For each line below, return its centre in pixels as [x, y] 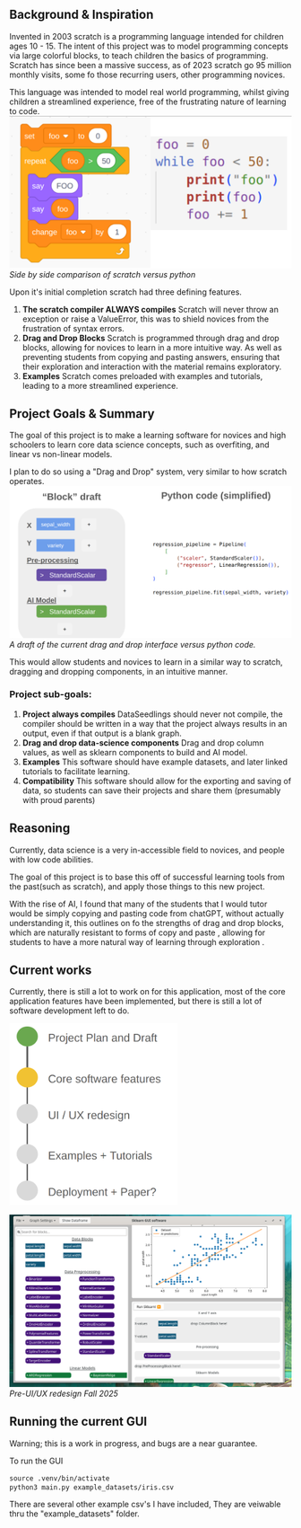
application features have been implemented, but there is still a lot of [136, 1002]
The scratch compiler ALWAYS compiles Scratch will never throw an [150, 309]
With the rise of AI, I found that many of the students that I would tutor [138, 904]
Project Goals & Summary [82, 414]
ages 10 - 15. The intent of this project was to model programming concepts [149, 46]
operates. [27, 481]
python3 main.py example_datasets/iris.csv [92, 1487]
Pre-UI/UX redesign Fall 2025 [64, 1393]
